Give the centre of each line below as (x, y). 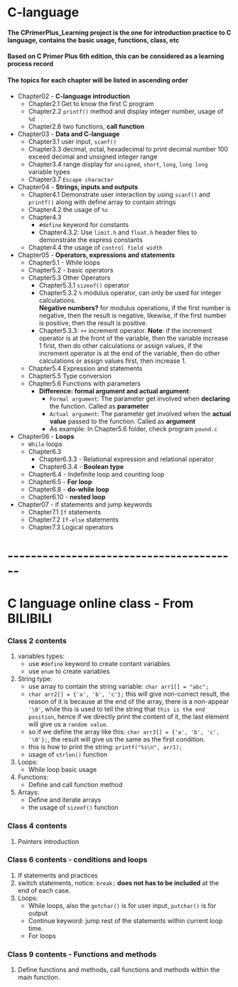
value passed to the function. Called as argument (123, 421)
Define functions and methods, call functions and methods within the (119, 970)
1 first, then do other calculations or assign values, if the (121, 345)
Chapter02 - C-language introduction (74, 96)
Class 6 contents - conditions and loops (77, 860)
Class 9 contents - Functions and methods (82, 954)
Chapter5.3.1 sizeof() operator (84, 285)
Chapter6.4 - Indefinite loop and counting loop (96, 474)
